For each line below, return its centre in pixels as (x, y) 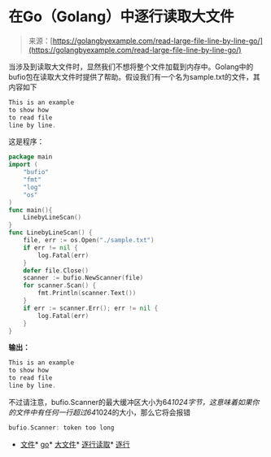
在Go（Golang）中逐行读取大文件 (121, 17)
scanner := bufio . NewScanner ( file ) (83, 278)
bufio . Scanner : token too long (61, 428)
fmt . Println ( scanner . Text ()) (87, 294)
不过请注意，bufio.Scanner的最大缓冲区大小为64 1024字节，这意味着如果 (130, 402)
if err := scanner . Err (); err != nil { (91, 308)
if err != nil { (51, 248)
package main (31, 157)
